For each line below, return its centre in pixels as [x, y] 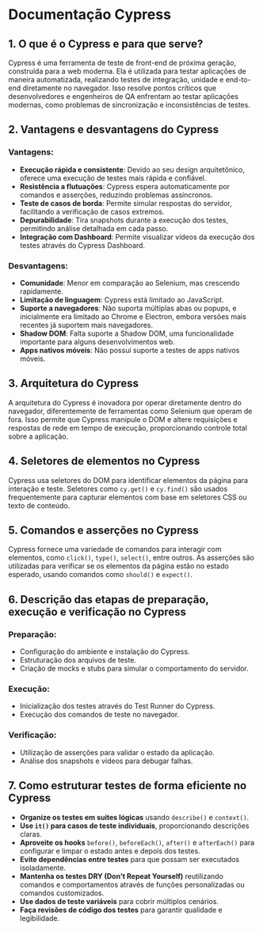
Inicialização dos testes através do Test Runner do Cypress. [117, 706]
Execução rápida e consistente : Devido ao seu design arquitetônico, [132, 169]
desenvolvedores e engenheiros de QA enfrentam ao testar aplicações [124, 96]
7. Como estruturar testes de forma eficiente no [128, 786]
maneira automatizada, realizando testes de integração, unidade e [116, 80]
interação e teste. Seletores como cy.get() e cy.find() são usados [118, 488]
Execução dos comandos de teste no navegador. [99, 715]
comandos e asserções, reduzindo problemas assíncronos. [116, 195]
